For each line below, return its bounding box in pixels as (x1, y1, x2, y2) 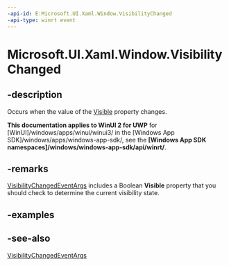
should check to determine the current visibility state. (7, 189, 160, 197)
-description (7, 89, 62, 101)
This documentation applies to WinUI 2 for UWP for (7, 121, 158, 129)
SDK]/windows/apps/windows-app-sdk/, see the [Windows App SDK (7, 135, 207, 144)
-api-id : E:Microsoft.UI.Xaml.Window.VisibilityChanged (7, 10, 172, 17)
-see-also (7, 233, 51, 244)
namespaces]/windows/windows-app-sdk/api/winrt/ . (7, 143, 167, 151)
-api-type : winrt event (7, 17, 76, 24)
